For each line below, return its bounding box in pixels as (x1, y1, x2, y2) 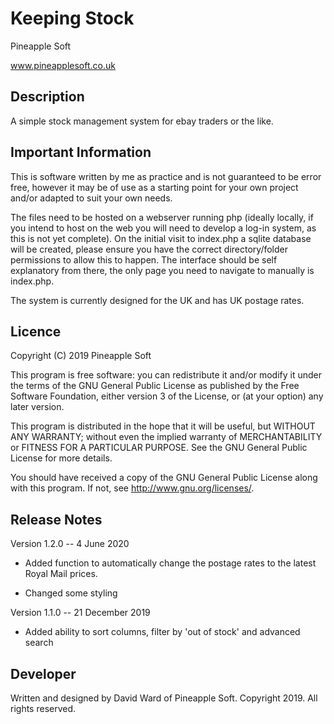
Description (10, 88, 85, 106)
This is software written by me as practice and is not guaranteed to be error (10, 170, 322, 182)
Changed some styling (24, 587, 118, 599)
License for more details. (10, 452, 113, 464)
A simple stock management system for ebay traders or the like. (10, 115, 274, 127)
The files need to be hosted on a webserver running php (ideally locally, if (10, 211, 314, 223)
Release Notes (10, 511, 103, 528)
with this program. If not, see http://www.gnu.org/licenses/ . (10, 482, 255, 494)
